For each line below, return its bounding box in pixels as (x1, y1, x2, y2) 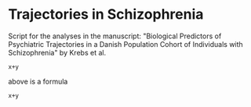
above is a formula (8, 77, 68, 86)
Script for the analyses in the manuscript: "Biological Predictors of (8, 31, 222, 41)
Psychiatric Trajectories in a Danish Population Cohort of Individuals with (8, 39, 243, 48)
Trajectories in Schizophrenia (8, 5, 204, 23)
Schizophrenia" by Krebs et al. (8, 48, 107, 57)
